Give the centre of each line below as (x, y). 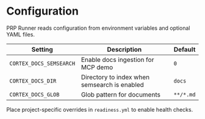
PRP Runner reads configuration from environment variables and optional (98, 28)
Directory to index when (115, 77)
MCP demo (97, 67)
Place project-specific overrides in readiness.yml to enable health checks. (100, 109)
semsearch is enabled (113, 84)
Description (124, 49)
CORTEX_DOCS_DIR (33, 81)
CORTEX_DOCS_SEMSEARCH (42, 63)
